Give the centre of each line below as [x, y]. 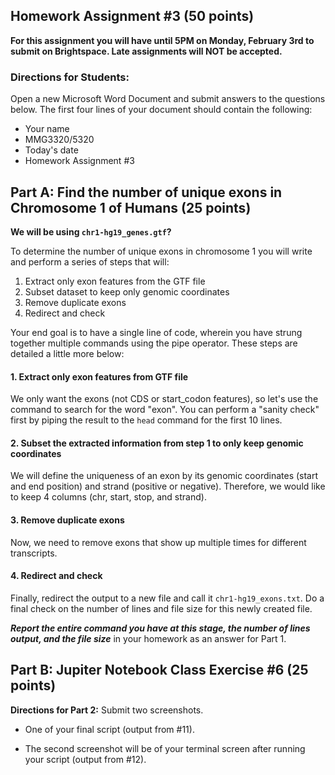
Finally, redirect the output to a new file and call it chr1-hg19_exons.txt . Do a [167, 598]
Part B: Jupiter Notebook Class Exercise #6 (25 [159, 670]
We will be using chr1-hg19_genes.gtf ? [91, 231]
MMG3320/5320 [59, 140]
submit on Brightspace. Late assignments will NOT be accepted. [146, 51]
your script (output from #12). [85, 759]
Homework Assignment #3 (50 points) [132, 16]
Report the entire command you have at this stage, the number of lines [160, 628]
